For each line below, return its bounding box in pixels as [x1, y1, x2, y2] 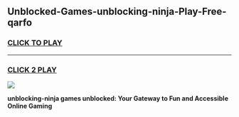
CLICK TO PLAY [7, 38, 63, 48]
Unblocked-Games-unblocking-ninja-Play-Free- [7, 6, 227, 18]
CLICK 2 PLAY [7, 65, 57, 74]
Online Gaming [7, 101, 53, 110]
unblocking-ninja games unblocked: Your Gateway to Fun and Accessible [7, 94, 229, 102]
